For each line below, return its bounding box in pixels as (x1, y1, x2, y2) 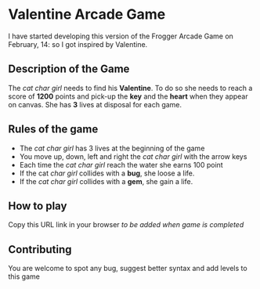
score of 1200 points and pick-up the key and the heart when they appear (8, 92, 248, 101)
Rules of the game (8, 123, 99, 136)
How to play (8, 199, 67, 212)
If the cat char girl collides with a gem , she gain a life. (19, 176, 193, 186)
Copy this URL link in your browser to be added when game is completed (8, 220, 244, 229)
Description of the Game (8, 63, 130, 76)
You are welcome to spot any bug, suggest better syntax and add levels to (8, 264, 248, 273)
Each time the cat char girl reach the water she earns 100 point (19, 160, 223, 169)
